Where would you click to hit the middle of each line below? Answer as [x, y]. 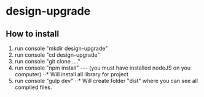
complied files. [33, 87]
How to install [33, 34]
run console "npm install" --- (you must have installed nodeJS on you [103, 68]
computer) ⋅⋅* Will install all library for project [72, 74]
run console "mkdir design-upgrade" [61, 48]
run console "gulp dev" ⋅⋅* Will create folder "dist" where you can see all [106, 81]
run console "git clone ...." [47, 61]
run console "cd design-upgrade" [57, 55]
